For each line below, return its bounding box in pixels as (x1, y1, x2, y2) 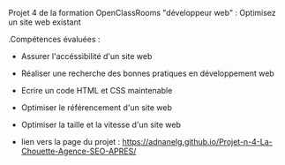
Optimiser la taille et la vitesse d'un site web (20, 119, 182, 130)
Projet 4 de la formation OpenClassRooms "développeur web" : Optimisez (8, 8, 277, 18)
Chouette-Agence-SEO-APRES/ (20, 146, 137, 156)
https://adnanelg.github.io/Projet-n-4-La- (122, 137, 273, 146)
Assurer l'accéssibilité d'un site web (20, 51, 153, 61)
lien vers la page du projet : (20, 137, 121, 146)
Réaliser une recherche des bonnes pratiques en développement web (20, 68, 274, 79)
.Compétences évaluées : (8, 34, 101, 44)
